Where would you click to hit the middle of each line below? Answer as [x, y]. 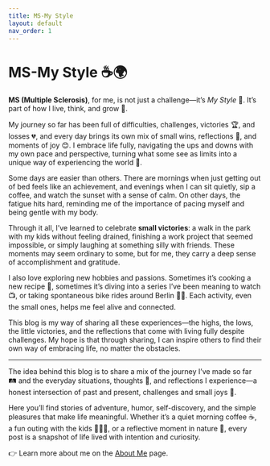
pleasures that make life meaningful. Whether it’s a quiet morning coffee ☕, [133, 417]
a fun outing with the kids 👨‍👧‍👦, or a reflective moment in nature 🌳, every [128, 429]
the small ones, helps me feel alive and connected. [92, 307]
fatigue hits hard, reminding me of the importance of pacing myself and [127, 204]
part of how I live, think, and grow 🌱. [68, 109]
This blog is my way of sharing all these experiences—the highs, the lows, [131, 322]
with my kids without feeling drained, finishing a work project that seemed [131, 237]
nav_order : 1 [30, 31]
